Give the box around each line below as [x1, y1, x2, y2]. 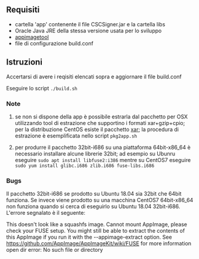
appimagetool [14, 33, 49, 41]
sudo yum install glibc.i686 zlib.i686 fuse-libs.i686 [14, 163, 155, 169]
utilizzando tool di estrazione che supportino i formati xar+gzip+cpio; [14, 119, 185, 126]
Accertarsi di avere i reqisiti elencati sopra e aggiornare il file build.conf [6, 73, 182, 80]
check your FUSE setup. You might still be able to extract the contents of [6, 227, 185, 234]
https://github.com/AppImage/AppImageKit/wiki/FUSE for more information [6, 240, 192, 247]
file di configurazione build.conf [14, 39, 94, 47]
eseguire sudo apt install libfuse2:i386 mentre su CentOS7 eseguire [14, 156, 191, 163]
